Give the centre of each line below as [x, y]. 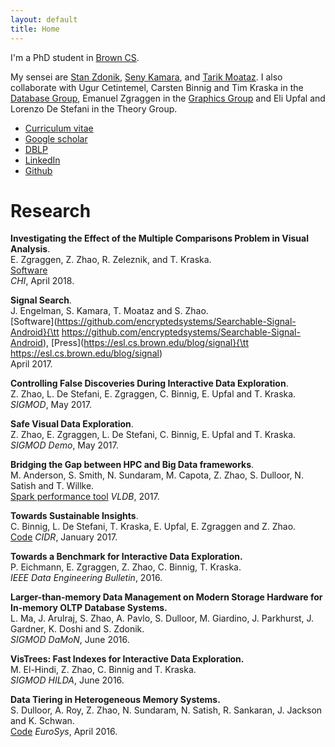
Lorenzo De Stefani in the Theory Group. [94, 108]
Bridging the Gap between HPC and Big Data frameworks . [132, 465]
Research [51, 210]
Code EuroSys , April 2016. [64, 732]
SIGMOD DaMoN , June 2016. [70, 640]
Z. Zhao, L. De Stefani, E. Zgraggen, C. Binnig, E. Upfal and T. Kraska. [153, 394]
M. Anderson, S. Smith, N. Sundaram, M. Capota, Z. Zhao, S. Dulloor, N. [157, 475]
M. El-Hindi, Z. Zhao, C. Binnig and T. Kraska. [103, 670]
